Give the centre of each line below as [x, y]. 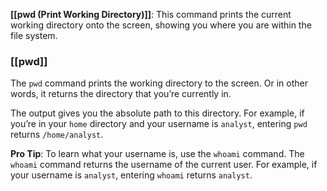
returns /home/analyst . [57, 135]
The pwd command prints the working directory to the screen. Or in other [159, 83]
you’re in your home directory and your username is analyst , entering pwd [159, 124]
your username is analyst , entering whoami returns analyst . [131, 175]
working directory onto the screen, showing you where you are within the [161, 25]
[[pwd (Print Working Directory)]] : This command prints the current [151, 14]
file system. [34, 35]
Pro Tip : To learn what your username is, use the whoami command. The [157, 154]
